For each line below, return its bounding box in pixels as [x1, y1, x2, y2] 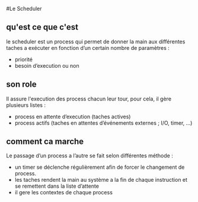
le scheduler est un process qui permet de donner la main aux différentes [6, 38, 186, 45]
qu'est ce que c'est [6, 22, 79, 32]
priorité [14, 56, 33, 63]
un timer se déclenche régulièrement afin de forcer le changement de [14, 163, 185, 171]
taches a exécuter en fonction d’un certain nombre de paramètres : [6, 44, 170, 51]
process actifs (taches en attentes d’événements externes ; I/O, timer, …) [14, 119, 193, 127]
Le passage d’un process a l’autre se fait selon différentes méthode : [6, 152, 173, 159]
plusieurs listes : [6, 101, 46, 109]
